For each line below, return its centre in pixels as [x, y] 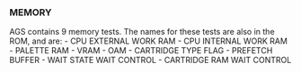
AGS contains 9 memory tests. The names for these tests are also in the [142, 32]
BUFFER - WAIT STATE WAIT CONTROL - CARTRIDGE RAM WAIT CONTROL [150, 60]
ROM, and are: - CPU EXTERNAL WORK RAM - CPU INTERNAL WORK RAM [148, 41]
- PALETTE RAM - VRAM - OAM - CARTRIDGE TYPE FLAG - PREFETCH [141, 51]
